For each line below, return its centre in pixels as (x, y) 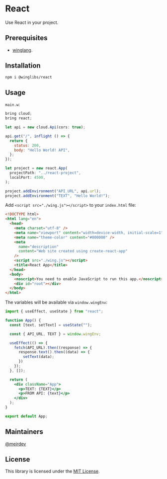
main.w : (12, 104)
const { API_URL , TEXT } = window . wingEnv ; (55, 334)
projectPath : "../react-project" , (45, 173)
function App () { (23, 320)
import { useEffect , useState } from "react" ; (54, 312)
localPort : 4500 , (28, 177)
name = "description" (38, 246)
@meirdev (16, 444)
